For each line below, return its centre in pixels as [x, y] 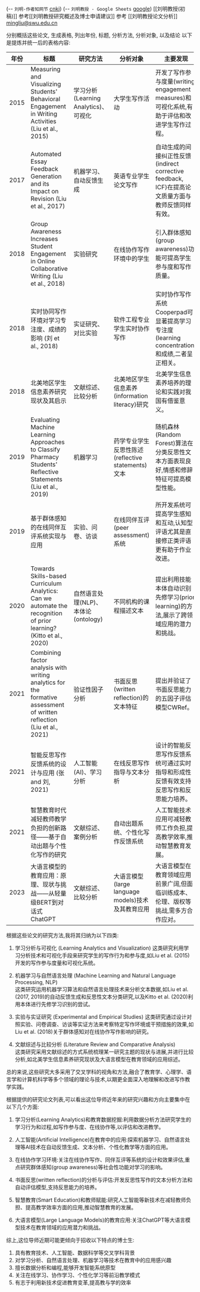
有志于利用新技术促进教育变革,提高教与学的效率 [73, 1282]
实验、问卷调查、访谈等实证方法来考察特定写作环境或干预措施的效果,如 [107, 1024]
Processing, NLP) [36, 982]
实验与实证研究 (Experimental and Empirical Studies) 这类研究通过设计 [101, 1017]
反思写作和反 [174, 790]
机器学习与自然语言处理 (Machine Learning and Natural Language [95, 976]
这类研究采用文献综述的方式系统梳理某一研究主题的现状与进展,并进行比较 [104, 1052]
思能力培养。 [174, 799]
